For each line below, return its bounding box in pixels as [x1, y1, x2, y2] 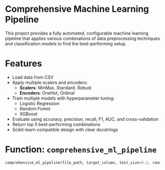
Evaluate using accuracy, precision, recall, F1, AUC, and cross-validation [12, 116, 159, 122]
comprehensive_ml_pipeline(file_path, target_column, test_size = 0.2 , [5, 160, 151, 165]
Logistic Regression [19, 100, 60, 106]
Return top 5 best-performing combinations [12, 121, 101, 127]
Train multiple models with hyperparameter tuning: [12, 95, 115, 101]
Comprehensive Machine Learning [5, 3, 149, 15]
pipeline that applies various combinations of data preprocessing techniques [5, 35, 160, 41]
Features [5, 58, 42, 69]
